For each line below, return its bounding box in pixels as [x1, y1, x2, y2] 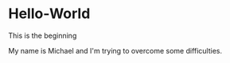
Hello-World [8, 5, 91, 23]
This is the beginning [8, 31, 77, 40]
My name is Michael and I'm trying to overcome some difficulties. [8, 46, 223, 55]
